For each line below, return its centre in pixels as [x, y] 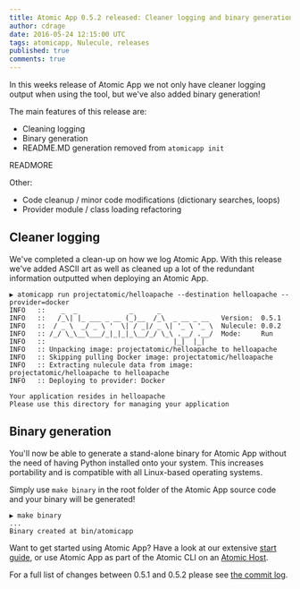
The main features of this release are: [78, 111]
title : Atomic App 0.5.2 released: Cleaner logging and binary [129, 17]
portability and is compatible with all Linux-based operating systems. [136, 472]
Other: [21, 183]
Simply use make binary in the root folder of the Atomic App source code [143, 490]
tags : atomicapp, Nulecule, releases [79, 43]
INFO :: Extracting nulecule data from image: [101, 365]
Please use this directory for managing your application [119, 404]
